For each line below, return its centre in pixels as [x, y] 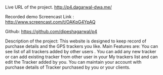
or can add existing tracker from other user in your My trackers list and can [81, 57]
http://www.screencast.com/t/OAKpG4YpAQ [50, 22]
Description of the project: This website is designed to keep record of [76, 41]
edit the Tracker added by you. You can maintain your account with [73, 62]
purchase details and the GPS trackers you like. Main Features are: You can [81, 46]
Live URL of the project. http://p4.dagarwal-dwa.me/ [59, 7]
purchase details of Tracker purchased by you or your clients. [68, 67]
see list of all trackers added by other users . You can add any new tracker [81, 52]
